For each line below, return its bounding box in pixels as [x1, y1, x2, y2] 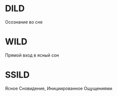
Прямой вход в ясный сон [5, 52, 59, 58]
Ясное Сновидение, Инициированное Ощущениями [5, 85, 113, 91]
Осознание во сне [5, 19, 43, 25]
